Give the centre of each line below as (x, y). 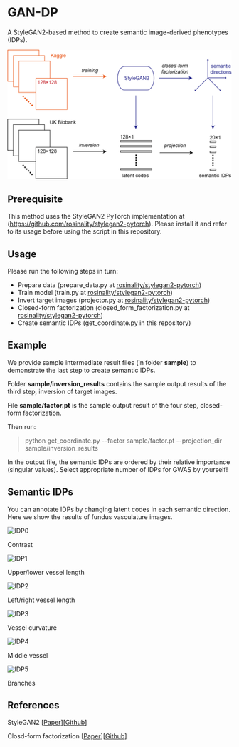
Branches (21, 683)
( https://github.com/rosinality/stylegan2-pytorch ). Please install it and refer (117, 224)
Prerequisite (35, 199)
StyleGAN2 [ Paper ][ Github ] (47, 723)
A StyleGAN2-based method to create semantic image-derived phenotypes (118, 32)
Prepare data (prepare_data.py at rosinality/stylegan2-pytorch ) (110, 285)
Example (27, 345)
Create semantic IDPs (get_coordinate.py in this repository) (104, 323)
